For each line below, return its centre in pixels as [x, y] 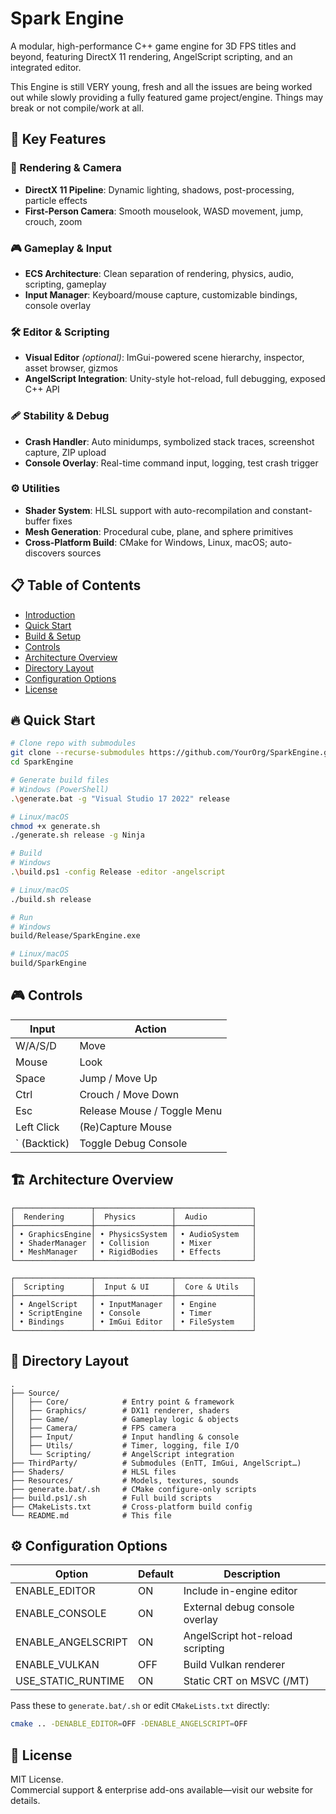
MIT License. [37, 1779]
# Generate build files [60, 780]
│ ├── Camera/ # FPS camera [93, 1428]
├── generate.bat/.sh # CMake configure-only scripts [133, 1489]
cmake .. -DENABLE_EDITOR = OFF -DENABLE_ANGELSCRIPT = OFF [129, 1724]
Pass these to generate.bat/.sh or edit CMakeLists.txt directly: [140, 1706]
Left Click [37, 1127]
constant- [292, 510]
